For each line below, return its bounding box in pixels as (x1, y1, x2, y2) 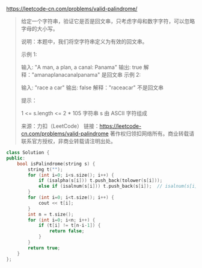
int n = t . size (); (28, 211, 74, 217)
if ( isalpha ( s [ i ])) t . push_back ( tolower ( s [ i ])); (38, 177, 163, 183)
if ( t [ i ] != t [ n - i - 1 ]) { (38, 223, 101, 229)
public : (6, 155, 26, 161)
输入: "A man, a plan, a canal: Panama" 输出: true (20, 63, 142, 71)
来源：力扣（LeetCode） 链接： (20, 123, 100, 129)
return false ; (49, 228, 85, 234)
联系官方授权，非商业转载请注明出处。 (20, 138, 116, 144)
